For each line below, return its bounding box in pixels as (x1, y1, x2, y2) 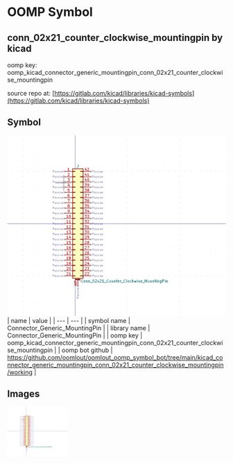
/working (7, 368, 33, 376)
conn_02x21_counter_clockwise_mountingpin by (7, 32, 223, 44)
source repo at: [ (7, 89, 55, 97)
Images (7, 388, 40, 399)
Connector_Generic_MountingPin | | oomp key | (7, 331, 143, 340)
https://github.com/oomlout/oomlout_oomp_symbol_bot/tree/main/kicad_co (7, 353, 223, 361)
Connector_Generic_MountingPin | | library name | (7, 324, 150, 332)
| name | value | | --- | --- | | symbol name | (7, 316, 130, 324)
